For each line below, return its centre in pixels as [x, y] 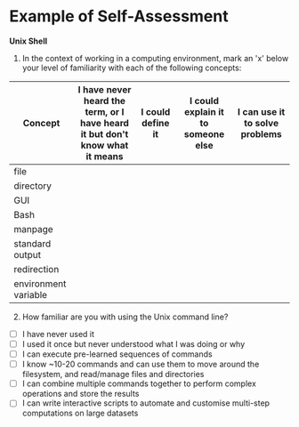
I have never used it [58, 334]
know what [105, 145]
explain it [204, 111]
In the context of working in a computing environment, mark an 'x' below [155, 58]
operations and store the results [81, 394]
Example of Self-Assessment [119, 16]
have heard [104, 123]
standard [32, 244]
